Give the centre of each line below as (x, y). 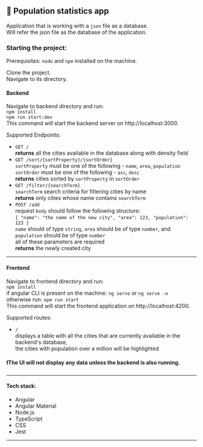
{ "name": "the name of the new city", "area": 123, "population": (101, 218)
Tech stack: (21, 386)
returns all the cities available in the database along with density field (101, 153)
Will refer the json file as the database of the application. (76, 32)
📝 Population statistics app (58, 11)
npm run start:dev (29, 117)
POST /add (27, 205)
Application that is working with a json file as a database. (77, 25)
